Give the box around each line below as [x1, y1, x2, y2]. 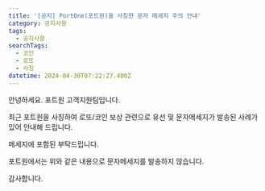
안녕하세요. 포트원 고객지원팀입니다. [8, 94, 121, 105]
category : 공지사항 [8, 19, 67, 27]
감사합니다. [8, 173, 43, 183]
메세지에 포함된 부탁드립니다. [8, 139, 99, 149]
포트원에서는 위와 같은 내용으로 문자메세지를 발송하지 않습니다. [8, 156, 205, 166]
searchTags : [8, 42, 48, 50]
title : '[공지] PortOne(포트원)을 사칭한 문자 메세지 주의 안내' [8, 11, 202, 20]
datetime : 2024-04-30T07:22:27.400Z [8, 72, 131, 80]
